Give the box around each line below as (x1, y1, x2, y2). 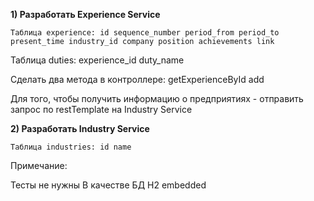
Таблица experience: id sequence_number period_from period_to (10, 28, 280, 38)
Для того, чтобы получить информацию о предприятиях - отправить (10, 93, 304, 104)
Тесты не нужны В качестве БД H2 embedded (10, 179, 207, 191)
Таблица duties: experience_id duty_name (10, 54, 185, 66)
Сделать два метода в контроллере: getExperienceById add (10, 74, 265, 85)
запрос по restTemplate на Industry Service (10, 104, 193, 115)
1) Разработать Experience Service (10, 9, 161, 20)
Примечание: (10, 160, 68, 171)
